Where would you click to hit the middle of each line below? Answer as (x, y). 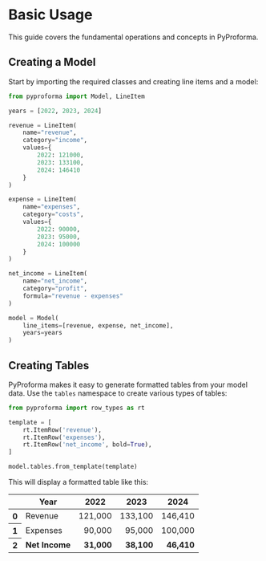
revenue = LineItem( (43, 125)
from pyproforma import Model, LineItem (77, 96)
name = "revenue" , (50, 133)
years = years (42, 333)
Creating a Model (52, 62)
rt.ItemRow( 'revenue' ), (62, 430)
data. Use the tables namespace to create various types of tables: (118, 393)
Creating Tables (49, 366)
